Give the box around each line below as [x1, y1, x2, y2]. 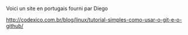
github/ [6, 23, 23, 29]
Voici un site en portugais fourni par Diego [6, 5, 108, 12]
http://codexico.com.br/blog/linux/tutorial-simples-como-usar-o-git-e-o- [6, 16, 182, 23]
